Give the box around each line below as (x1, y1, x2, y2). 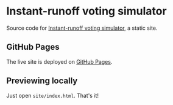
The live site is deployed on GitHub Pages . (6, 58, 113, 65)
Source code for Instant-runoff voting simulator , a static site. (6, 24, 158, 32)
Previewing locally (6, 76, 78, 86)
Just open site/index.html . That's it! (6, 92, 99, 99)
